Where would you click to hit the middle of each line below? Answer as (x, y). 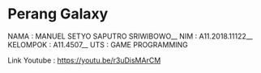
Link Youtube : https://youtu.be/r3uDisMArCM (84, 60)
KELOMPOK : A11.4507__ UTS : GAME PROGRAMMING (98, 44)
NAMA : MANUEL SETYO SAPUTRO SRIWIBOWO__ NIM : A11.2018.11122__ (130, 36)
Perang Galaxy (58, 14)
